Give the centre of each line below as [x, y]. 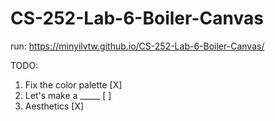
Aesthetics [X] [54, 106]
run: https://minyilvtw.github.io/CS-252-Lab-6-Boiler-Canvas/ [137, 46]
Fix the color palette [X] [73, 84]
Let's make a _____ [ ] [68, 95]
